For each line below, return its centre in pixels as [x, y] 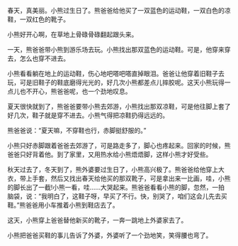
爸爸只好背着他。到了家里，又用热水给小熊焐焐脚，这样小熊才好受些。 [110, 154]
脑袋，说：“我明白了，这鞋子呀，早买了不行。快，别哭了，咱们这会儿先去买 [118, 196]
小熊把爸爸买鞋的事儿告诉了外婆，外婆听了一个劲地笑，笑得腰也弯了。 [110, 235]
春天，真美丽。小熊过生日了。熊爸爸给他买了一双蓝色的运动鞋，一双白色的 [116, 10]
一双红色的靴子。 [44, 19]
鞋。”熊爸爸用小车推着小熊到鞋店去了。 [63, 205]
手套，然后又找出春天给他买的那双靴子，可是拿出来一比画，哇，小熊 [131, 178]
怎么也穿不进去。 [44, 58]
